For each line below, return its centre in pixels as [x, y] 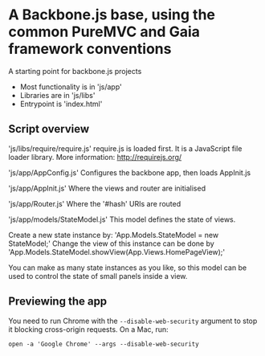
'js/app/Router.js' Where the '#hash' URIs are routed [95, 203]
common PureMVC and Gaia [104, 32]
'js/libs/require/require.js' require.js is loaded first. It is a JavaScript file [125, 148]
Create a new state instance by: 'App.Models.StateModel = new [114, 235]
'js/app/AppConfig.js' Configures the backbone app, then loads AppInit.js [130, 172]
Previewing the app [58, 302]
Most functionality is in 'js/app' [71, 87]
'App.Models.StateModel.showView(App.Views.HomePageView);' [117, 252]
